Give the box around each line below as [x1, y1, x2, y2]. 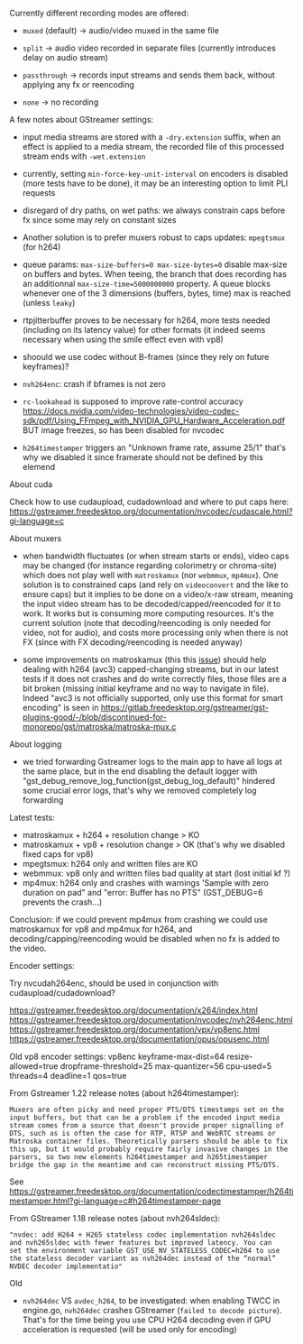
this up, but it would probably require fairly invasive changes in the [9, 1145, 289, 1154]
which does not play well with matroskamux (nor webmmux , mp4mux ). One [22, 570, 279, 580]
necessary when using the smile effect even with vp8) [22, 334, 224, 345]
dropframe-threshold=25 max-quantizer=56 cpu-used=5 [60, 1061, 272, 1072]
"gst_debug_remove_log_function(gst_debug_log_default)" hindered [22, 776, 276, 786]
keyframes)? [22, 361, 69, 372]
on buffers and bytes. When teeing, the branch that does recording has [22, 269, 287, 279]
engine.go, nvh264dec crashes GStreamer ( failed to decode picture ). [22, 1305, 282, 1315]
